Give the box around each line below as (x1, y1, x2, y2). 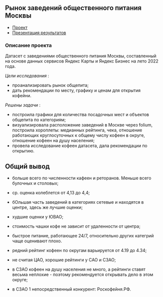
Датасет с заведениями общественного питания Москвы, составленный (5, 53, 157, 59)
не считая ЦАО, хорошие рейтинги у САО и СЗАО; (12, 256, 116, 263)
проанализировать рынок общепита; (12, 83, 89, 88)
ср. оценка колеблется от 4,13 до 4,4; (12, 190, 90, 195)
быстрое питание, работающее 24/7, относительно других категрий (12, 233, 154, 238)
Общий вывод (5, 162, 50, 170)
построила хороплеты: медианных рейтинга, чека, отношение (12, 127, 143, 133)
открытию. (12, 148, 35, 154)
